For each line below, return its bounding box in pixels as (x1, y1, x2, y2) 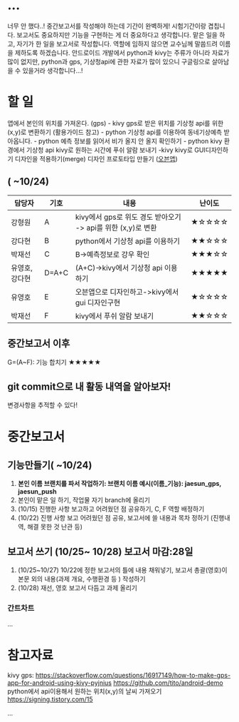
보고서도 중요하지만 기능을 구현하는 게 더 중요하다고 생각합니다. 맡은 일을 (16, 30, 218, 39)
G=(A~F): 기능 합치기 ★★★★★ (7, 357, 102, 366)
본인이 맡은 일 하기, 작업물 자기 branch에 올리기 (17, 496, 151, 504)
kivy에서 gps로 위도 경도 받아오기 (75, 212, 181, 222)
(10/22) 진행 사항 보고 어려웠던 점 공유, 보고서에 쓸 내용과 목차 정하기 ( (17, 514, 213, 522)
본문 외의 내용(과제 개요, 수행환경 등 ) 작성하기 (17, 575, 146, 584)
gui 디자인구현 (75, 298, 121, 307)
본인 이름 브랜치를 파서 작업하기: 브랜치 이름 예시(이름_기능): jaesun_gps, (17, 479, 222, 488)
